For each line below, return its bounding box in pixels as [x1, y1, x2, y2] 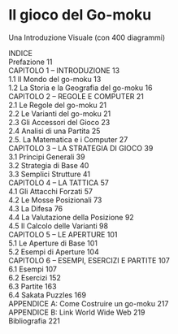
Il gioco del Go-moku [8, 6, 152, 24]
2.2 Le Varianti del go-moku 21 [8, 108, 111, 119]
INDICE [8, 48, 33, 58]
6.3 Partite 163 [8, 281, 57, 291]
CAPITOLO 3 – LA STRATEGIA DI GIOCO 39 [8, 143, 154, 153]
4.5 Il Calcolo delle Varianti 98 [8, 221, 108, 231]
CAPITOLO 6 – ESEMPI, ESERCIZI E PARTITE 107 [8, 255, 171, 265]
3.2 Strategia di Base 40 [8, 160, 89, 170]
